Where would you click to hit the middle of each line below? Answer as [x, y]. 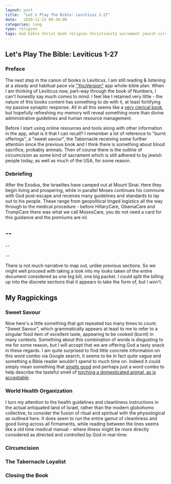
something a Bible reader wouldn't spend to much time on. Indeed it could [83, 361]
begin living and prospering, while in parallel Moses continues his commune [85, 190]
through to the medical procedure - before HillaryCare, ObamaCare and [80, 206]
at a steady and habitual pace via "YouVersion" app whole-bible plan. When [85, 85]
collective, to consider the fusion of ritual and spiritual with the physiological [85, 413]
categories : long [24, 24]
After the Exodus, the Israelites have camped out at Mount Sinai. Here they [83, 185]
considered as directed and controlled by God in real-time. [67, 434]
